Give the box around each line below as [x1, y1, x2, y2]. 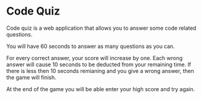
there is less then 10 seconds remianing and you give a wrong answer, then [6, 67, 194, 74]
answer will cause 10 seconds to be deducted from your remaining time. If [6, 61, 191, 68]
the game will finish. [6, 73, 56, 81]
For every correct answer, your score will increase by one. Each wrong [6, 54, 183, 61]
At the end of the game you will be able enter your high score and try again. [6, 85, 195, 92]
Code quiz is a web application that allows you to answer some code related [6, 24, 197, 32]
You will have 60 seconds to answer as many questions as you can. [6, 43, 175, 50]
